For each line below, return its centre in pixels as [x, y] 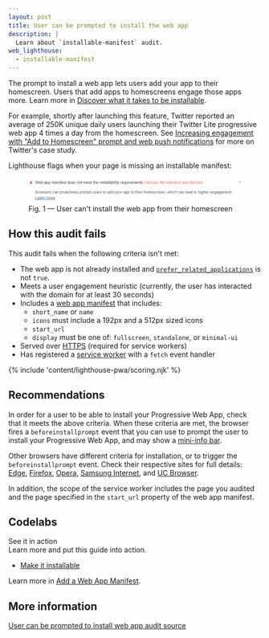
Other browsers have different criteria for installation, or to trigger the [123, 456]
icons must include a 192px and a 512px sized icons [117, 320]
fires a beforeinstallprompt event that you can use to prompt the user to [128, 431]
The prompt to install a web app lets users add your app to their [114, 83]
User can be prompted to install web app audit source [97, 626]
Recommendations [57, 395]
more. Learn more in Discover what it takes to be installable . [108, 100]
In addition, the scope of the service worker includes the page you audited [132, 488]
